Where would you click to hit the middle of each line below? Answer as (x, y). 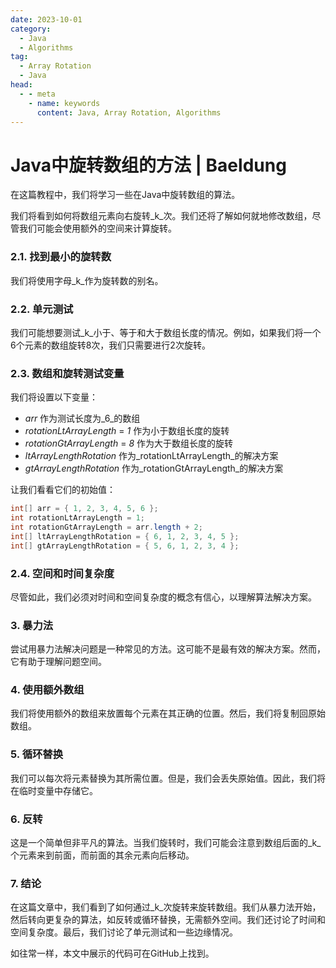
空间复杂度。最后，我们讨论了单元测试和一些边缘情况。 (124, 932)
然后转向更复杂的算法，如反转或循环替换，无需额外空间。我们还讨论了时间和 (168, 920)
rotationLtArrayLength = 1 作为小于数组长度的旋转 (127, 431)
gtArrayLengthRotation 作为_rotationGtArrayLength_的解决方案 (154, 468)
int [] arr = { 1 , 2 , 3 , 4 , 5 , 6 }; (84, 509)
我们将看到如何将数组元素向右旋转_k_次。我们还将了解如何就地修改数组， (161, 216)
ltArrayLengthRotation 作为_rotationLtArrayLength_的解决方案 (151, 456)
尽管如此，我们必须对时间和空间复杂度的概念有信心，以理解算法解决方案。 (163, 597)
